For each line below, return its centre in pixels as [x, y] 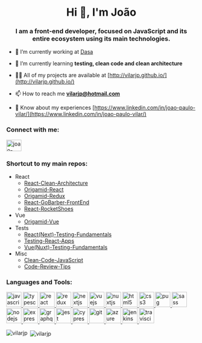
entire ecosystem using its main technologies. [101, 39]
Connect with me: [33, 130]
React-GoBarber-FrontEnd [56, 202]
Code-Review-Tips [47, 267]
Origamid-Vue [41, 222]
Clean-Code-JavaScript [53, 260]
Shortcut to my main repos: [47, 164]
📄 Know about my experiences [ [55, 107]
